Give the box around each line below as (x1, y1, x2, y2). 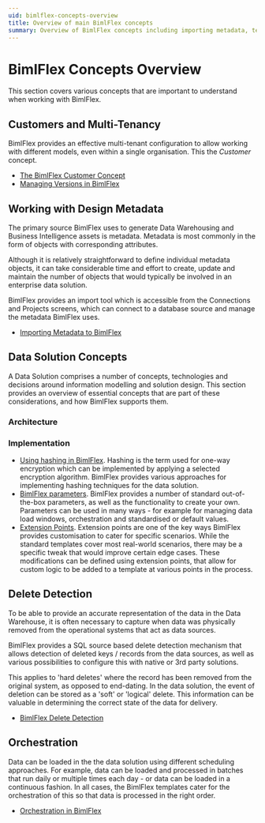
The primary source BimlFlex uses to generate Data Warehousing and (8, 223, 234, 232)
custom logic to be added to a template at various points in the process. (19, 564, 253, 573)
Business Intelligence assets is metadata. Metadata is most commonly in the (8, 231, 256, 241)
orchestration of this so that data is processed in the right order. (8, 791, 216, 800)
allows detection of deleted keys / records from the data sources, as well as (8, 648, 255, 658)
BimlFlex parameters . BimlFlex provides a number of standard (19, 489, 221, 498)
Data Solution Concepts (8, 351, 128, 364)
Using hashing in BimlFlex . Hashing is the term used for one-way (19, 455, 230, 464)
